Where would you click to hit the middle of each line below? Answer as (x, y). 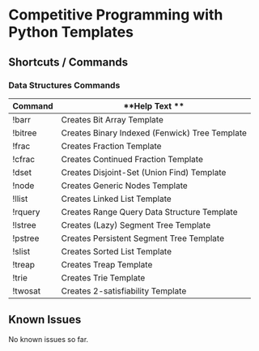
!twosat (27, 291)
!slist (21, 251)
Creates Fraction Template (111, 146)
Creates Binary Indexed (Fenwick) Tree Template (154, 133)
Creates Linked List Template (116, 199)
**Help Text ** (154, 105)
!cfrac (23, 159)
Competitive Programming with (116, 15)
